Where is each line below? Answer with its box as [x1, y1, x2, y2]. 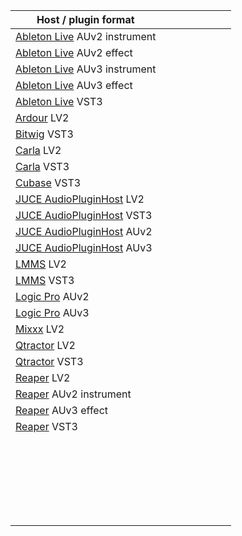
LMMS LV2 [15, 257, 67, 271]
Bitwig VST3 [15, 127, 74, 141]
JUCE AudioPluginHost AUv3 [15, 241, 153, 254]
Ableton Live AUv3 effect [15, 79, 133, 92]
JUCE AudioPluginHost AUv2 [15, 225, 153, 238]
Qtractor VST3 [15, 355, 84, 368]
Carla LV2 [15, 144, 62, 157]
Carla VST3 [15, 160, 70, 173]
